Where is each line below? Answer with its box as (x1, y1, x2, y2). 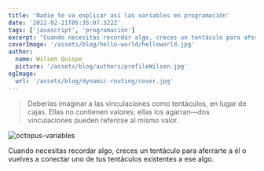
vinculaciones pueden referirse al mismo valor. (27, 115, 179, 125)
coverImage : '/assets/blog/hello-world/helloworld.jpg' (8, 41, 195, 49)
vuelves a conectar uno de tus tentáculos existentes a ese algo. (8, 154, 214, 163)
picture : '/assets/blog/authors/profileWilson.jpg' (15, 63, 189, 71)
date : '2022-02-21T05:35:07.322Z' (8, 19, 122, 27)
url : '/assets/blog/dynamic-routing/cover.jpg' (15, 77, 174, 85)
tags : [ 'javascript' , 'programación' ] (8, 26, 135, 34)
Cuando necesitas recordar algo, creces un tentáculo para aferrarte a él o (8, 146, 247, 155)
